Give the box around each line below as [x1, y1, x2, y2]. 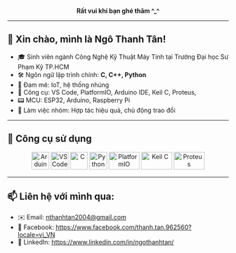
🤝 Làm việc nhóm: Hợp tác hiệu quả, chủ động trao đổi [17, 106, 176, 114]
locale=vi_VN [17, 231, 55, 239]
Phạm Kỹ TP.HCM [17, 62, 70, 71]
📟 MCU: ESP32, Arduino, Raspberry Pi [17, 95, 131, 104]
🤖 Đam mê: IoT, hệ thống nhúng [17, 81, 110, 89]
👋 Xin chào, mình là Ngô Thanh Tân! [7, 34, 166, 46]
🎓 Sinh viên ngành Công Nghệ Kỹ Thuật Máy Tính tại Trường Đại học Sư [17, 53, 229, 61]
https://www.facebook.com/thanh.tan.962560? [55, 223, 192, 231]
